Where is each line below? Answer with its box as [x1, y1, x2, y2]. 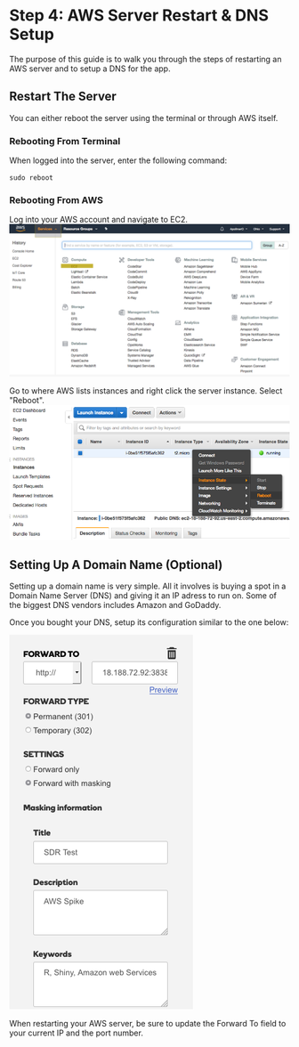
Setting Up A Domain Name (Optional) [9, 557, 223, 572]
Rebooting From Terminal [9, 134, 121, 147]
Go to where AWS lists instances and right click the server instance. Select [9, 386, 283, 396]
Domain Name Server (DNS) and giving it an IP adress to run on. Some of [9, 590, 278, 601]
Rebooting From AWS [9, 193, 104, 206]
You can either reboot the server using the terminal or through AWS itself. [9, 112, 279, 123]
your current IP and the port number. [9, 1027, 144, 1038]
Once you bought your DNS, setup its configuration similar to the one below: [9, 617, 289, 628]
